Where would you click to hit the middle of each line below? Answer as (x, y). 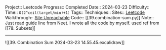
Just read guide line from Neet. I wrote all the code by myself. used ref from (82, 23)
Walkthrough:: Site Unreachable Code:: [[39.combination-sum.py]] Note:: (80, 18)
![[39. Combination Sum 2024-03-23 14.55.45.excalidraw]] (65, 42)
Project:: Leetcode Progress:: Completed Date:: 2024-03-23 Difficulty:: (77, 7)
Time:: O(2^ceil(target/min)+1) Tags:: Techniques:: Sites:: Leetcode (75, 12)
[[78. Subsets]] (20, 28)
